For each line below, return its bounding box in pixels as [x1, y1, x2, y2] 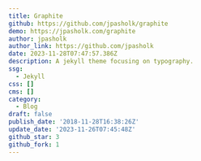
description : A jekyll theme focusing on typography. [8, 58, 195, 66]
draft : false [8, 111, 53, 119]
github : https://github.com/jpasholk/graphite [8, 20, 169, 28]
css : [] [8, 80, 35, 88]
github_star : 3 [8, 133, 60, 141]
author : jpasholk [8, 34, 67, 43]
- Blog [15, 102, 38, 111]
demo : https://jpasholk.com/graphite [8, 27, 136, 35]
